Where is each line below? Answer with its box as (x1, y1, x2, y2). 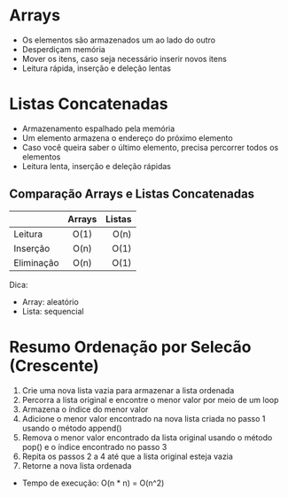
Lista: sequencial (21, 306, 84, 316)
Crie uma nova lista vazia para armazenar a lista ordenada (21, 384, 235, 395)
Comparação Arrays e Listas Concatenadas (9, 187, 255, 202)
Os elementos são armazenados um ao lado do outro (21, 35, 215, 45)
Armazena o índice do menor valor (21, 404, 149, 415)
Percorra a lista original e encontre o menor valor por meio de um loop (21, 394, 279, 405)
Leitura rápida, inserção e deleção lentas (21, 63, 171, 74)
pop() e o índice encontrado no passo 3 (21, 441, 167, 452)
